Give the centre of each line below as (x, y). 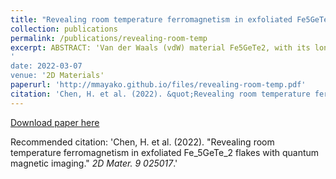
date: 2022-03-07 (46, 66)
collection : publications (64, 29)
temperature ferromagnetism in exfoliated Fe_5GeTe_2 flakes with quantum (165, 152)
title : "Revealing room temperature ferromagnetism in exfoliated (151, 19)
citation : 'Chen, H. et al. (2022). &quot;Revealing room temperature (160, 94)
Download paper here (55, 122)
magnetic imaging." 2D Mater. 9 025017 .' (94, 163)
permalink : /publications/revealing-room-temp (109, 38)
